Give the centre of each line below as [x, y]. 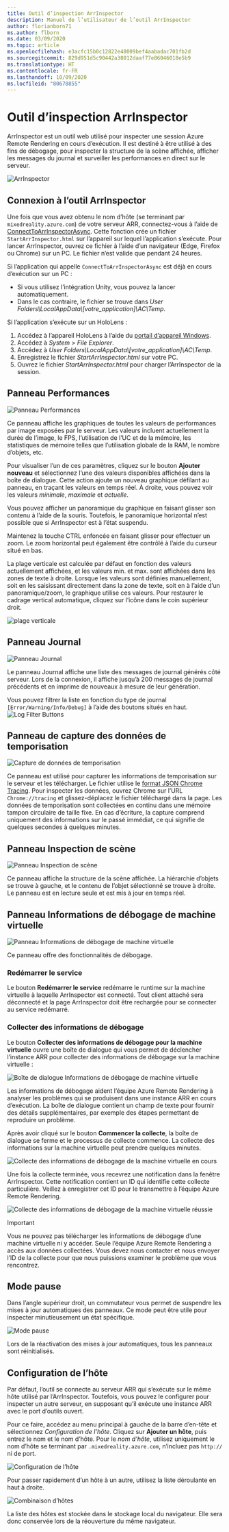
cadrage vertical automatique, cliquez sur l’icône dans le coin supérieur [108, 600]
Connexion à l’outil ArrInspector [77, 200]
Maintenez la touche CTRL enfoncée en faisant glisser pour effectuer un [109, 536]
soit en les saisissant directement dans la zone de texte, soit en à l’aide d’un [113, 585]
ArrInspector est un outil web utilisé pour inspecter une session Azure [105, 136]
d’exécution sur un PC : [40, 274]
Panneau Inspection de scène [71, 849]
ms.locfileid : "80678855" [44, 84]
